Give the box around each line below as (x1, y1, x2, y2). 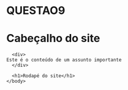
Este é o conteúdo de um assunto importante (6, 57, 122, 63)
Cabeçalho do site (6, 32, 100, 46)
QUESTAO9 (6, 4, 66, 18)
